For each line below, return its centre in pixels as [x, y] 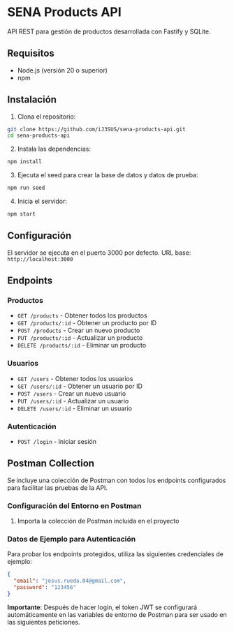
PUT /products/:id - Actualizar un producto [80, 338]
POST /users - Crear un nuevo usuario [72, 393]
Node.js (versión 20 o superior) [63, 70]
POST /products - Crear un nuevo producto [79, 330]
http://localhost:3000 [40, 259]
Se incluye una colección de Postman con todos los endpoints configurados [117, 480]
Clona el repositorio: [46, 117]
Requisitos [31, 53]
